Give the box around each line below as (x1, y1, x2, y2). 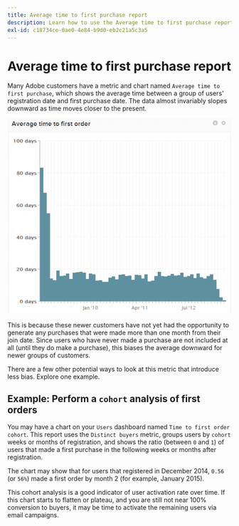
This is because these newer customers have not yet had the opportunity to (7, 320, 230, 329)
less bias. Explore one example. (7, 372, 100, 381)
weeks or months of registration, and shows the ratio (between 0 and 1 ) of (7, 438, 225, 446)
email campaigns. (7, 511, 59, 520)
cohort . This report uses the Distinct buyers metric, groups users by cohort (7, 431, 231, 439)
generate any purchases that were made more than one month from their (7, 328, 221, 337)
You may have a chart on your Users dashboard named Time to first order (7, 423, 230, 431)
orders (7, 404, 38, 416)
